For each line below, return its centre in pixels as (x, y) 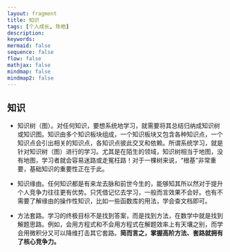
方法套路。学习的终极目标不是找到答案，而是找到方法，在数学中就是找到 (120, 216)
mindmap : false (29, 71)
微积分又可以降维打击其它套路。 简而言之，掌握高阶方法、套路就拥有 (126, 233)
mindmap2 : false (30, 78)
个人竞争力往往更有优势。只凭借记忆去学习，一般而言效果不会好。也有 (117, 192)
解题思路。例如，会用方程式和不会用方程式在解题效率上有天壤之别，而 (117, 224)
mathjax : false (29, 65)
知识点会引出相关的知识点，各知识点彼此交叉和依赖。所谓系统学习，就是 (120, 143)
